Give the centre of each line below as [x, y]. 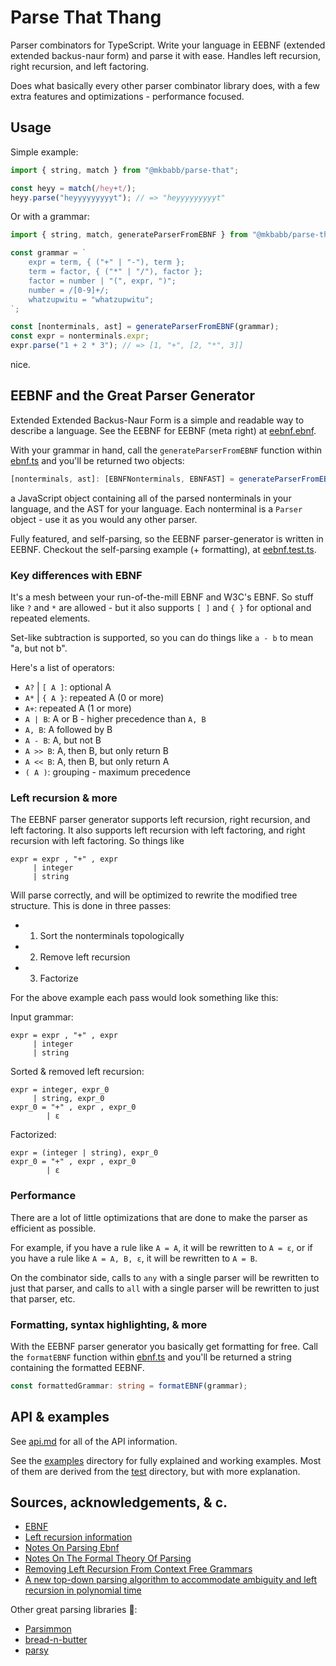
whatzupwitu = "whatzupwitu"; [91, 299]
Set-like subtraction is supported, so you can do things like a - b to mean [162, 637]
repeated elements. [50, 618]
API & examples [60, 1417]
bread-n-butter [56, 1640]
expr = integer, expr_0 [60, 1090]
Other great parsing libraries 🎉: [74, 1610]
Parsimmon [48, 1629]
